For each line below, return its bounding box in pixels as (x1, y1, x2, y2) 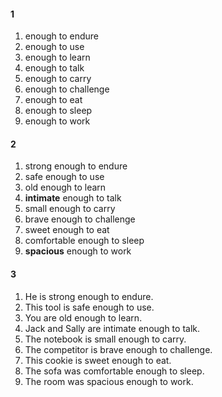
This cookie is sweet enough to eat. (24, 354, 172, 366)
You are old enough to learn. (24, 311, 143, 324)
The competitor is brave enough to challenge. (24, 343, 213, 355)
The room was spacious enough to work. (24, 375, 194, 387)
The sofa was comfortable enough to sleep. (24, 365, 205, 377)
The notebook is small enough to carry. (24, 333, 187, 345)
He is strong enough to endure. (24, 290, 154, 302)
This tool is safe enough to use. (24, 301, 155, 313)
